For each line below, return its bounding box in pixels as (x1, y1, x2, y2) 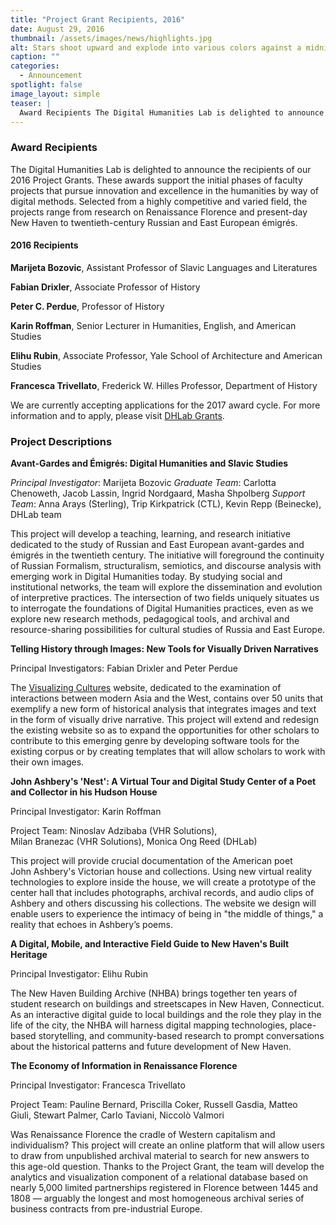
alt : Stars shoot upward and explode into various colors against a (10, 42, 302, 53)
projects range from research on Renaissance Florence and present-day (10, 206, 308, 218)
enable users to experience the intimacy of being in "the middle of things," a (10, 908, 324, 920)
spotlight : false (10, 80, 83, 90)
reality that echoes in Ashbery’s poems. (10, 919, 173, 931)
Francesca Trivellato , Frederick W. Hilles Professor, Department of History (10, 379, 318, 391)
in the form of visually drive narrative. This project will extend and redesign (10, 714, 319, 726)
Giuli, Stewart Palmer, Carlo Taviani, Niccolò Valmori (10, 1109, 225, 1121)
